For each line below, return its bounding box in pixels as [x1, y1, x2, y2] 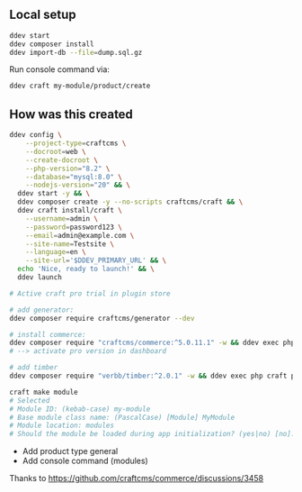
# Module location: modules [9, 421, 115, 431]
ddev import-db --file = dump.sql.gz [9, 48, 143, 57]
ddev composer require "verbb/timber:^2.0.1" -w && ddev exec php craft [9, 371, 288, 380]
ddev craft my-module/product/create [9, 81, 151, 91]
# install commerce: [9, 330, 87, 339]
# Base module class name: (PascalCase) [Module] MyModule [9, 413, 235, 422]
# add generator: [9, 305, 75, 314]
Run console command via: [9, 64, 111, 75]
